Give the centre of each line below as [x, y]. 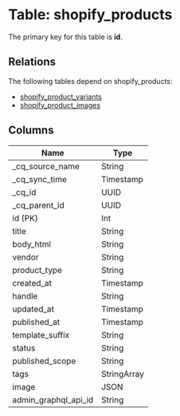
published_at [36, 322]
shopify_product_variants [61, 97]
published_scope [44, 361]
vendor [25, 257]
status [24, 347]
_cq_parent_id [39, 205]
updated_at [33, 309]
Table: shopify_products [90, 15]
